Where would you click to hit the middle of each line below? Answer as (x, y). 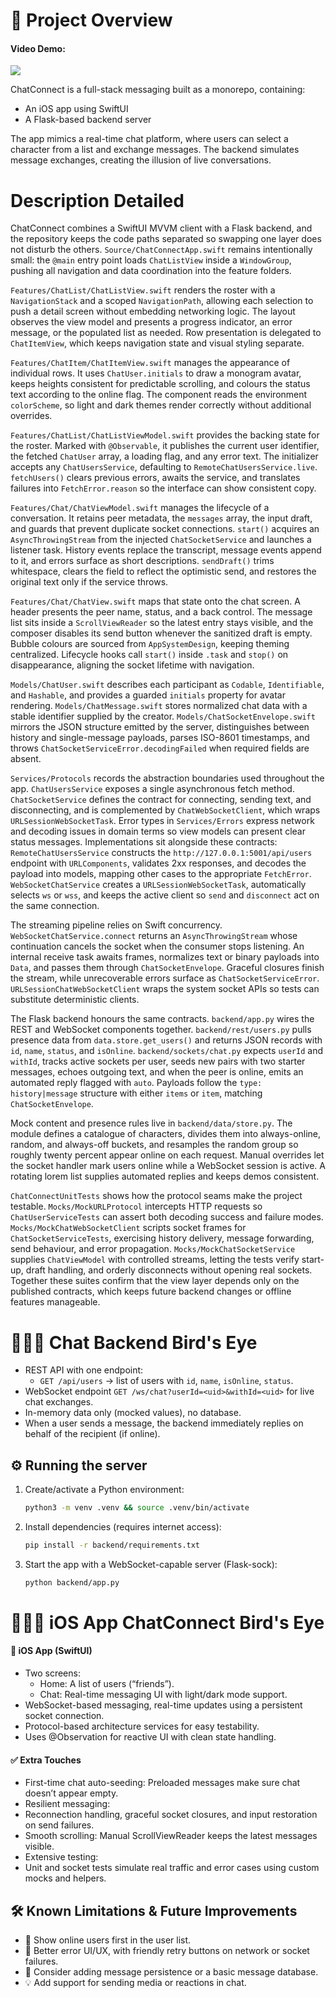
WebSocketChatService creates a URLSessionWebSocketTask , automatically (158, 885)
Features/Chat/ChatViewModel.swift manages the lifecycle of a (140, 508)
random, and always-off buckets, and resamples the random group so (154, 1145)
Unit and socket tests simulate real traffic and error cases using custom (172, 1868)
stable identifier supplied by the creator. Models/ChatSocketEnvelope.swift (163, 716)
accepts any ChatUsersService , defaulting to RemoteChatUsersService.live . (164, 467)
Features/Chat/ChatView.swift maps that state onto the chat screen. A (155, 601)
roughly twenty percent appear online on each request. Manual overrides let (167, 1155)
